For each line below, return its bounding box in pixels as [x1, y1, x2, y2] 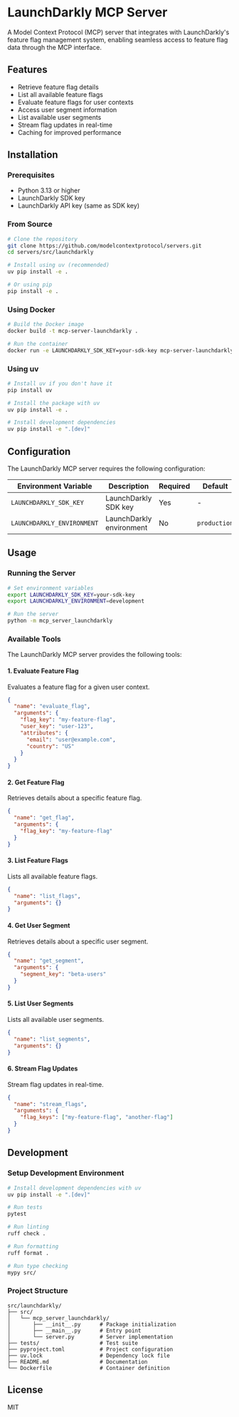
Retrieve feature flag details [17, 83, 100, 91]
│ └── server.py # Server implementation [7, 1333, 174, 1341]
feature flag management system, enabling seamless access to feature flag [7, 35, 228, 44]
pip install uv [7, 387, 53, 394]
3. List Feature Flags [7, 856, 69, 865]
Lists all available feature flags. [7, 871, 98, 881]
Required [159, 481, 191, 491]
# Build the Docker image [7, 321, 84, 328]
